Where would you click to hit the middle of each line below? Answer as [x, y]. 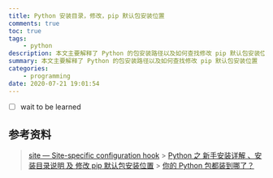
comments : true [34, 23]
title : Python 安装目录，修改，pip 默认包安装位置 [87, 16]
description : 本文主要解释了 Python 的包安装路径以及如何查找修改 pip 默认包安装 [134, 53]
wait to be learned [50, 107]
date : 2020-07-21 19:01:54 [54, 83]
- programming [47, 76]
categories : [28, 69]
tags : [17, 38]
